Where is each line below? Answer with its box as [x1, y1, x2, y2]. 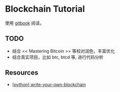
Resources [5, 69, 39, 77]
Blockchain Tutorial [5, 3, 85, 15]
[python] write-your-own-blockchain [12, 81, 86, 87]
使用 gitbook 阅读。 [5, 20, 44, 26]
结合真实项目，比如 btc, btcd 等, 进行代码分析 [12, 54, 104, 60]
